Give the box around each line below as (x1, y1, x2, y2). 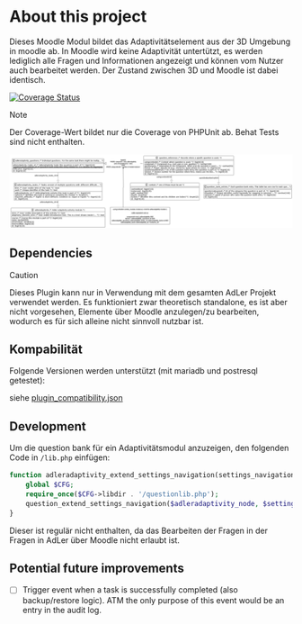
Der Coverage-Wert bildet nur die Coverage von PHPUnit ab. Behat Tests (9, 126, 280, 137)
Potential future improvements (9, 561, 184, 576)
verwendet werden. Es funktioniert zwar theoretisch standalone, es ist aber (9, 296, 288, 307)
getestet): (9, 375, 46, 386)
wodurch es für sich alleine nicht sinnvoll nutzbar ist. (9, 315, 204, 326)
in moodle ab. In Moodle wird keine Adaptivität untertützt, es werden (9, 45, 263, 56)
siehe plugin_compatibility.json (9, 393, 123, 403)
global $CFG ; (25, 480, 75, 490)
